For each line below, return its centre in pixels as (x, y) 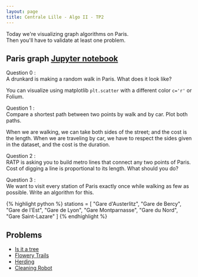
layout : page (22, 11)
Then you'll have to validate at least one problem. (66, 40)
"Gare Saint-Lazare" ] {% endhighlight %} (57, 216)
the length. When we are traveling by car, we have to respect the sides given (99, 138)
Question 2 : (21, 156)
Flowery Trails (32, 255)
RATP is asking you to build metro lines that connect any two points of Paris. (99, 162)
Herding (24, 262)
